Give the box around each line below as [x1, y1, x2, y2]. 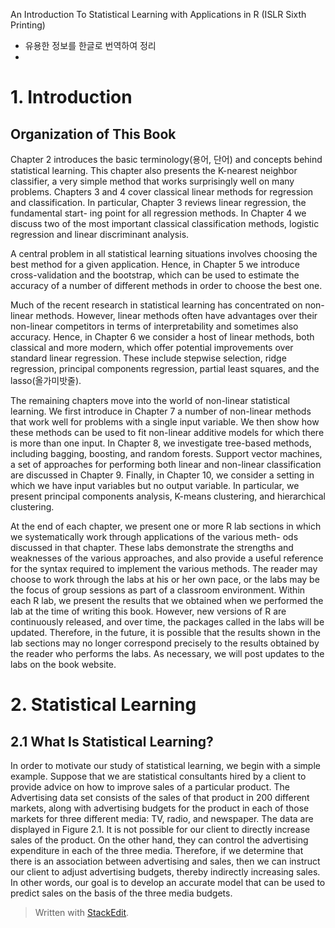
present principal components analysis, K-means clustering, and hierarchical [10, 490, 326, 502]
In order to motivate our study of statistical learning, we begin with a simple [10, 760, 321, 771]
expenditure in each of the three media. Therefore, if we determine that [10, 845, 304, 856]
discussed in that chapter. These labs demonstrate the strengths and [10, 542, 294, 553]
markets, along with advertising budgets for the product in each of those [10, 802, 310, 814]
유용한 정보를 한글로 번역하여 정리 [24, 40, 157, 51]
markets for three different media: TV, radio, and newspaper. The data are [10, 813, 314, 824]
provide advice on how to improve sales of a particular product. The [10, 781, 290, 793]
